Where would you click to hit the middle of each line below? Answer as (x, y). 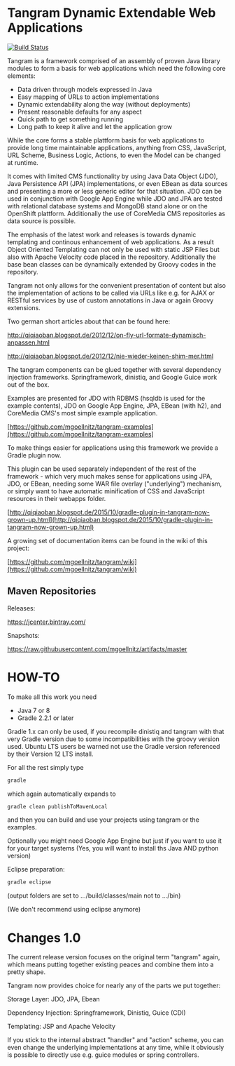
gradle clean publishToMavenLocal (58, 806)
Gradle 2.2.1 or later (45, 718)
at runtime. (23, 162)
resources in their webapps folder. (57, 498)
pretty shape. (27, 972)
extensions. (24, 307)
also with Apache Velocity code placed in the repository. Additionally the (112, 257)
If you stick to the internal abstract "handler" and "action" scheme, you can (115, 1040)
